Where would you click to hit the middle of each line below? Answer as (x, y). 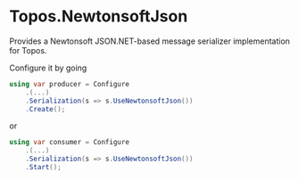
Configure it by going (48, 68)
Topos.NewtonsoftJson (99, 16)
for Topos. (28, 50)
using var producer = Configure (69, 84)
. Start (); (44, 168)
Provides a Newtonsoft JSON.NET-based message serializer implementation (149, 41)
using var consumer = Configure (69, 143)
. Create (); (46, 109)
